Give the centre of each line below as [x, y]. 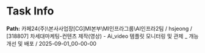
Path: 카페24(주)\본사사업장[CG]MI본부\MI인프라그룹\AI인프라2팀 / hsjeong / [99, 28]
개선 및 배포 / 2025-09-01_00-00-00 [51, 43]
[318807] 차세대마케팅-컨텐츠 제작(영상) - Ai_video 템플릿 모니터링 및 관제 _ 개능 [103, 36]
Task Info [30, 11]
